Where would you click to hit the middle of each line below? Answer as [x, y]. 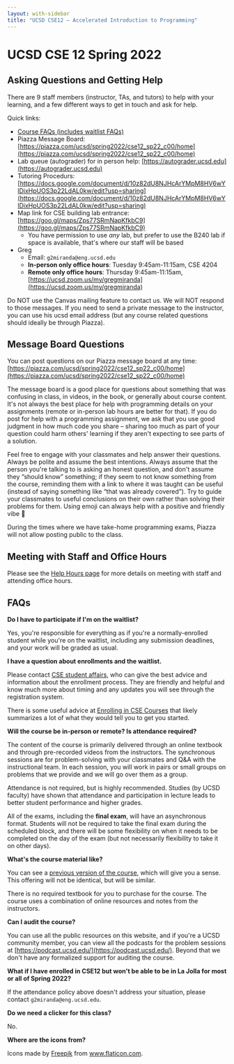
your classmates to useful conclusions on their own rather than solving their [116, 499]
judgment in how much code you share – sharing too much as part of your [113, 426]
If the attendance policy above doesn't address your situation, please [107, 992]
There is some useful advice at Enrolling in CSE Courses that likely [102, 710]
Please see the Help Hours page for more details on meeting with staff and [114, 573]
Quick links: [24, 118]
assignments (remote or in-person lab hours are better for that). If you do [112, 412]
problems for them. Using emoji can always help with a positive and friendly [116, 506]
